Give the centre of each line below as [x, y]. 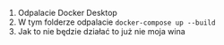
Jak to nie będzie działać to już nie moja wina [101, 31]
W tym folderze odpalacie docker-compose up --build [116, 22]
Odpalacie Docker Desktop [68, 13]
